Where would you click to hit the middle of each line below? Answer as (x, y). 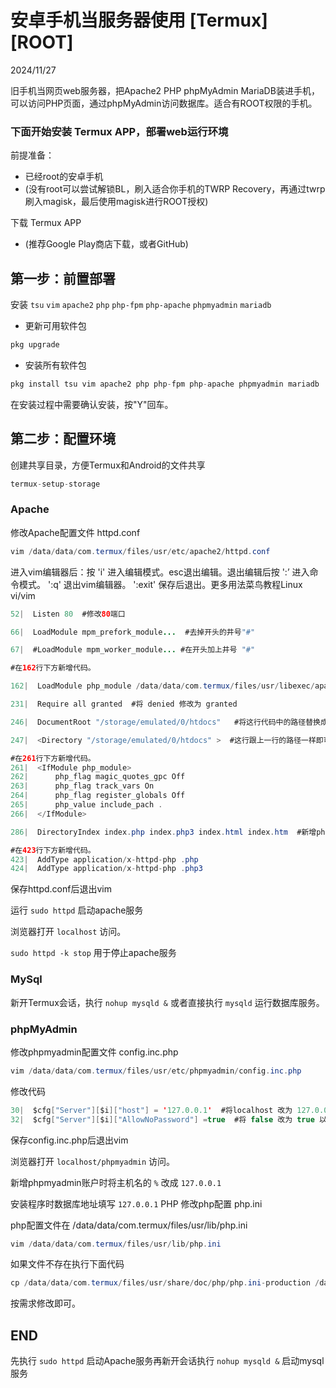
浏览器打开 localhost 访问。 (68, 932)
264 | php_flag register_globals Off (98, 796)
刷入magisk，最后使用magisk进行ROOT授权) (116, 202)
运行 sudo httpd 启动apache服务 (77, 910)
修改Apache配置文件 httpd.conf (75, 532)
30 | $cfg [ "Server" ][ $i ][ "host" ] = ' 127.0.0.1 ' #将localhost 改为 (151, 1110)
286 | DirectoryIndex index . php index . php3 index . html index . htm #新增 (163, 832)
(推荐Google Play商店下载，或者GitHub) (106, 244)
